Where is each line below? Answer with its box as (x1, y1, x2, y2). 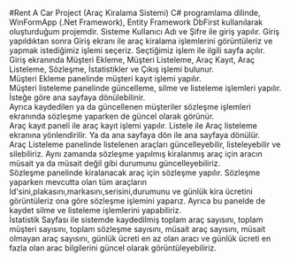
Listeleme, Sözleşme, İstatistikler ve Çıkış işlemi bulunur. (9, 64, 215, 74)
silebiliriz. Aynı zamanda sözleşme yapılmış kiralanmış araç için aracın (9, 149, 263, 158)
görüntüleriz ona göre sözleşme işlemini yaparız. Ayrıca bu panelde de (9, 196, 266, 206)
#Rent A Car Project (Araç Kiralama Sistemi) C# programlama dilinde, (9, 8, 261, 18)
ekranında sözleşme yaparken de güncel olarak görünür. (9, 111, 215, 121)
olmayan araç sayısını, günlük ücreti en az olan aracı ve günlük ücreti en (9, 234, 271, 243)
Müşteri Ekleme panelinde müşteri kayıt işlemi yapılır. (9, 73, 202, 83)
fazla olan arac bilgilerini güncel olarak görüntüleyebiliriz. (9, 243, 217, 253)
